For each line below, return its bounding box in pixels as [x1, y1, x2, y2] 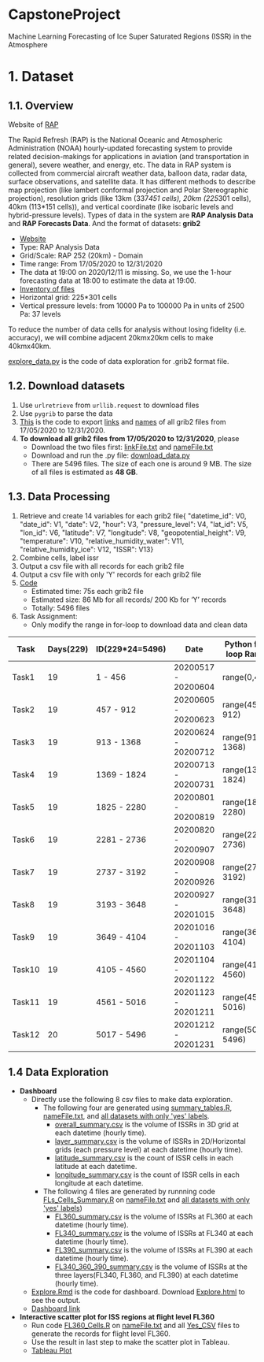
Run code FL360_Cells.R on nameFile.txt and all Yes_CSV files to [31, 1321, 240, 1330]
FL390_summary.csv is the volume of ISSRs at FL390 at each [54, 1245, 254, 1255]
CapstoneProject [8, 6, 121, 24]
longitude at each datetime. [54, 1178, 144, 1188]
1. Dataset [8, 68, 74, 86]
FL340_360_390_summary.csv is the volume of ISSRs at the [54, 1262, 247, 1271]
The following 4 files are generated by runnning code [42, 1187, 216, 1197]
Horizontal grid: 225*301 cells [19, 292, 118, 302]
